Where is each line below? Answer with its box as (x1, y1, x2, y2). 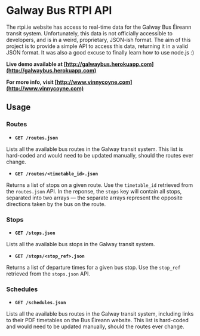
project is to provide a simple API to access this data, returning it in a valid (6, 43, 188, 50)
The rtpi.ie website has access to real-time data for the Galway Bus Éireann (6, 23, 192, 31)
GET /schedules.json (14, 300, 66, 306)
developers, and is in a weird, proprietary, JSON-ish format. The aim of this (6, 36, 191, 43)
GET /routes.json (14, 135, 59, 141)
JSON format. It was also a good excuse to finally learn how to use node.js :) (6, 49, 195, 56)
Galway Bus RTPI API (6, 4, 112, 17)
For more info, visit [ (6, 78, 57, 86)
